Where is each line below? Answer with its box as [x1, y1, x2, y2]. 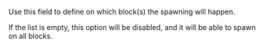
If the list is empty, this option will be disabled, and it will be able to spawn [8, 23, 256, 32]
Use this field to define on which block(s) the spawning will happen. [8, 7, 236, 16]
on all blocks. [8, 32, 53, 41]
